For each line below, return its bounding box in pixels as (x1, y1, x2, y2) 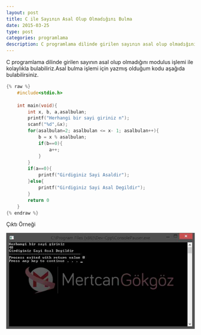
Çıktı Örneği (6, 221, 36, 228)
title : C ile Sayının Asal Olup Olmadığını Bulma (6, 16, 133, 22)
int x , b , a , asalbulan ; (28, 108, 87, 115)
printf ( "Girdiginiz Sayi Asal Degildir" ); (38, 185, 146, 191)
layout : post (6, 10, 39, 16)
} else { (28, 179, 44, 185)
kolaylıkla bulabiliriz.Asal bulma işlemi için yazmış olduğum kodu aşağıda (6, 65, 185, 72)
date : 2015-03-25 (6, 22, 50, 28)
